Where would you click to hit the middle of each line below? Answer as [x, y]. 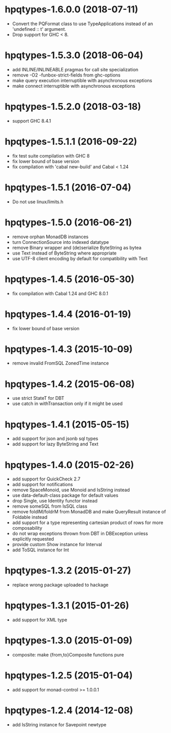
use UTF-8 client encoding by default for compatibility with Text [80, 258]
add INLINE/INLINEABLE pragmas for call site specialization [75, 69]
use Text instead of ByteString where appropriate [64, 253]
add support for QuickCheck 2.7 [46, 479]
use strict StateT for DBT [38, 398]
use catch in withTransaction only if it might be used [67, 403]
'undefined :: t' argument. [39, 29]
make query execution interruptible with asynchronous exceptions [82, 80]
